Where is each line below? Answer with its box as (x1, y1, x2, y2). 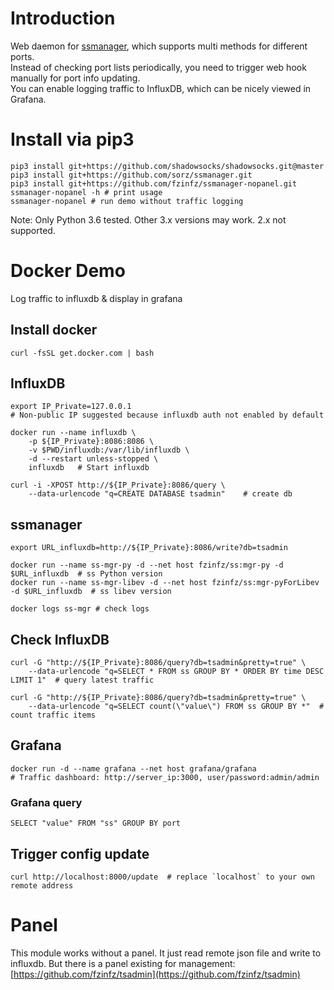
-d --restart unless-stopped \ (28, 454, 159, 464)
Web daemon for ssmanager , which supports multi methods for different (10, 40, 308, 52)
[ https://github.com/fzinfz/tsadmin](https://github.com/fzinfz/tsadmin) (10, 968, 301, 980)
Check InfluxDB (10, 631, 110, 648)
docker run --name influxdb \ (10, 428, 137, 438)
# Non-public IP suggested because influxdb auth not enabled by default (10, 410, 325, 421)
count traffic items (10, 710, 97, 721)
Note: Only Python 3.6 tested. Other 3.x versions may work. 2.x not (10, 213, 287, 226)
